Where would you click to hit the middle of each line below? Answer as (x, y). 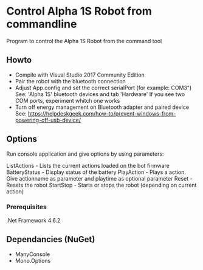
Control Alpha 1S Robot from (79, 11)
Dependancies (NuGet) (51, 239)
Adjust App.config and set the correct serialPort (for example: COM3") (103, 88)
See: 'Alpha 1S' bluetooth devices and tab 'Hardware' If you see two (100, 94)
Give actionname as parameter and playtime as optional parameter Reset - (99, 178)
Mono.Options (33, 260)
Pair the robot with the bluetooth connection (70, 81)
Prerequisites (26, 207)
